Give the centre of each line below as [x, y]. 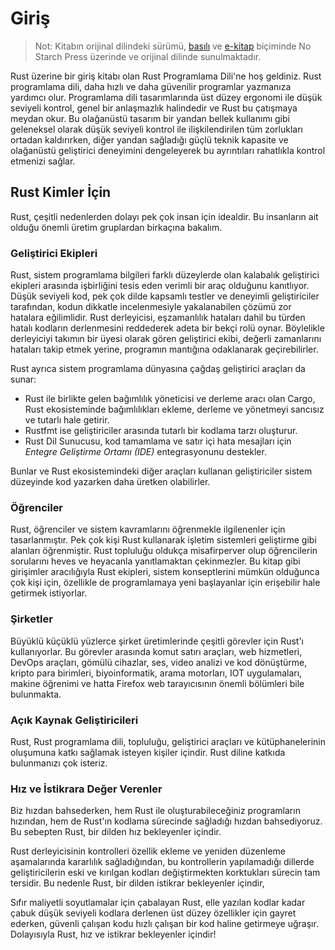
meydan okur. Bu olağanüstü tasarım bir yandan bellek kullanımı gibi [150, 118]
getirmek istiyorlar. [49, 593]
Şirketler [31, 619]
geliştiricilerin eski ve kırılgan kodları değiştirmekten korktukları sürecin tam [165, 873]
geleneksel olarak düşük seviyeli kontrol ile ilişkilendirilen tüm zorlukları [156, 129]
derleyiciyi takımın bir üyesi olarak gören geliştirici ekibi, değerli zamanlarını [166, 339]
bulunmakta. [36, 694]
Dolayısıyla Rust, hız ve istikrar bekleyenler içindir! [113, 934]
